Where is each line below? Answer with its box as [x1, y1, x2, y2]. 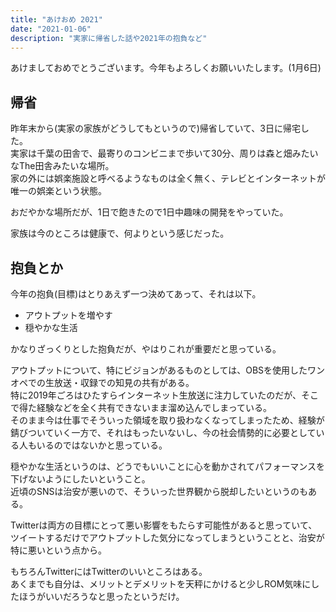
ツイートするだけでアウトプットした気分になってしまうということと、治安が [10, 532, 325, 543]
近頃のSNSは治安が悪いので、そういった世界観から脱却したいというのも [10, 486, 308, 497]
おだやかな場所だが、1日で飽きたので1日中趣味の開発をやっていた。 [10, 206, 289, 218]
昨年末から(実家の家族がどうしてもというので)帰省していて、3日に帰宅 [10, 122, 301, 135]
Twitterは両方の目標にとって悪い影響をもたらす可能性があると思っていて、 [10, 519, 318, 531]
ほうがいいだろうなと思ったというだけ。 [18, 591, 185, 602]
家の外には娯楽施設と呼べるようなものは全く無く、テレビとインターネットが [10, 172, 326, 185]
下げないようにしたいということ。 [10, 473, 151, 485]
